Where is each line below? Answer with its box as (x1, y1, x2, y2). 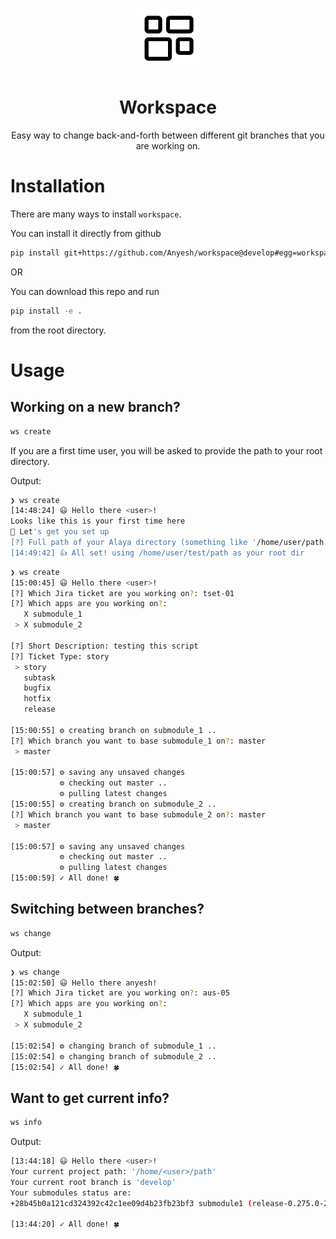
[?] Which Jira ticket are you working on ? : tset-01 (10, 588, 235, 598)
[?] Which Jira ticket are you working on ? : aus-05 (10, 988, 230, 998)
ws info (10, 1118, 43, 1128)
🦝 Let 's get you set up (10, 527, 110, 537)
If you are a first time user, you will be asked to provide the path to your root (10, 444, 323, 457)
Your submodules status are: (10, 1188, 132, 1198)
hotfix (23, 694, 52, 704)
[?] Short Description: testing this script (10, 641, 199, 651)
